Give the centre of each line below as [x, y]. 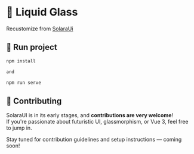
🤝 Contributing [34, 101]
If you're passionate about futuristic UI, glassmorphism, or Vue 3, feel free [98, 122]
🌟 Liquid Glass [42, 12]
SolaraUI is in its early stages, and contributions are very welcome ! [90, 115]
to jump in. [19, 128]
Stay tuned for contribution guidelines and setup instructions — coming [94, 140]
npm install [21, 61]
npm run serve [24, 83]
